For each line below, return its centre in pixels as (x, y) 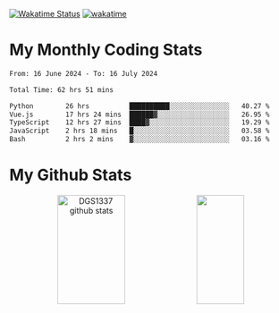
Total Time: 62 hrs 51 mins (62, 89)
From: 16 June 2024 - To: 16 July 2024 (84, 73)
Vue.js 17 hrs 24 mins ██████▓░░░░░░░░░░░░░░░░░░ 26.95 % (139, 114)
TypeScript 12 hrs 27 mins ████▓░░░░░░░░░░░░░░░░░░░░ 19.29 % (139, 123)
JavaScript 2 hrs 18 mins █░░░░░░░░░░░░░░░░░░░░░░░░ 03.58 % (139, 131)
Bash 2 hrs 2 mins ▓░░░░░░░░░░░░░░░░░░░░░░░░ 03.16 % (139, 140)
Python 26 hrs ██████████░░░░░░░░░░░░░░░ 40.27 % (139, 106)
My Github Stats (71, 175)
